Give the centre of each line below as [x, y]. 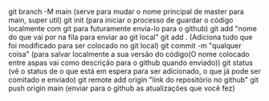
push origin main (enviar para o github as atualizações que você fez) [122, 88]
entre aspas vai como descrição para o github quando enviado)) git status [130, 63]
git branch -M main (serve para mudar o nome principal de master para [126, 12]
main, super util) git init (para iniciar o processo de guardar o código [121, 20]
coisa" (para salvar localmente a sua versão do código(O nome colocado [129, 54]
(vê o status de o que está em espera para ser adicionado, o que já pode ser [134, 71]
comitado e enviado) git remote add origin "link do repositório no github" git [134, 80]
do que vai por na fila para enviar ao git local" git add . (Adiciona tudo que [130, 37]
